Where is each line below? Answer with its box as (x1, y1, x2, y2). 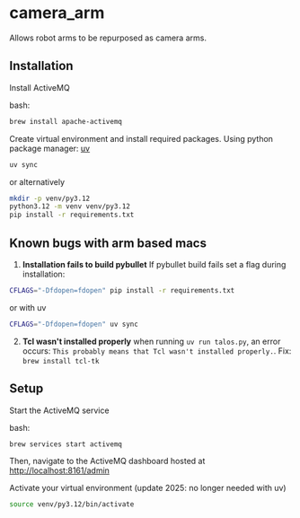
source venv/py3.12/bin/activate (9, 500, 135, 509)
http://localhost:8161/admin (9, 465, 110, 476)
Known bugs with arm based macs (9, 235, 207, 250)
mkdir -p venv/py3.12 (9, 194, 91, 203)
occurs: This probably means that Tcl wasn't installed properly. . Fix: (22, 345, 292, 356)
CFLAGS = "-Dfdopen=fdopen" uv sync (9, 320, 139, 329)
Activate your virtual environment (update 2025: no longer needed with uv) (9, 483, 287, 494)
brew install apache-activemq (9, 117, 123, 126)
